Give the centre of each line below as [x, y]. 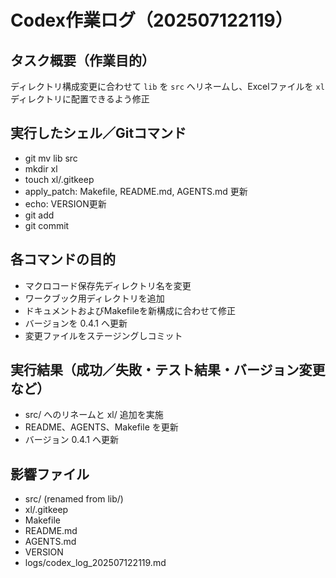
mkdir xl [41, 168]
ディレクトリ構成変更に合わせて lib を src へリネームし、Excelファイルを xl [167, 86]
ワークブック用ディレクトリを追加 [94, 298]
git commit [47, 225]
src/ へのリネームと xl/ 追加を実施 [94, 415]
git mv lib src [51, 158]
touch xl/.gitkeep [59, 179]
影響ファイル [50, 474]
